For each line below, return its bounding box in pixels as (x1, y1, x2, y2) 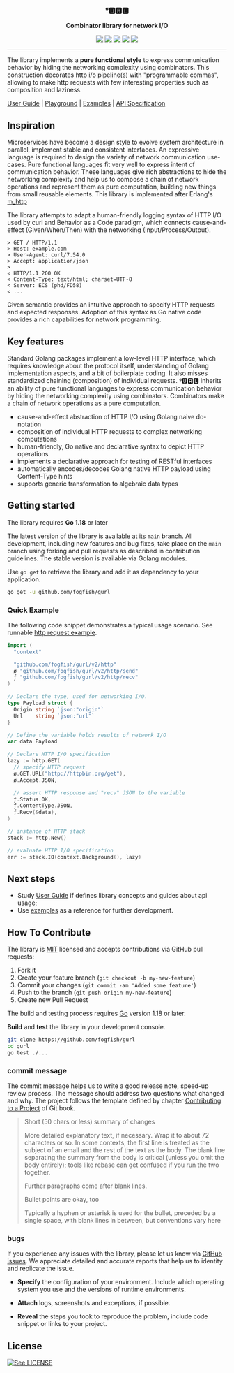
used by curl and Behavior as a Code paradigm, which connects (7, 219, 192, 227)
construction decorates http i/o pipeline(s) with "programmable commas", (7, 71, 219, 79)
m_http (7, 198, 28, 206)
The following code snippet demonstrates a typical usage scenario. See (7, 620, 213, 629)
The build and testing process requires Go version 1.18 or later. (7, 1009, 186, 1018)
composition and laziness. (7, 86, 82, 94)
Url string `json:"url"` (13, 712, 95, 720)
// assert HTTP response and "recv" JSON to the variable (13, 789, 186, 797)
